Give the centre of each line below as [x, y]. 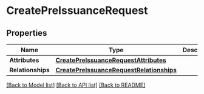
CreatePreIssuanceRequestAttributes [111, 60]
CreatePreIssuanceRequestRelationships [116, 70]
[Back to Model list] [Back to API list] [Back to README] [76, 85]
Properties [27, 33]
